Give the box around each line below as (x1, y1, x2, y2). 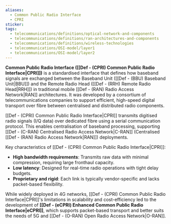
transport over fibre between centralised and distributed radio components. (5, 102, 165, 108)
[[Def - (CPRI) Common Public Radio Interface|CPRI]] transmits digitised (5, 112, 158, 118)
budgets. (12, 170, 32, 176)
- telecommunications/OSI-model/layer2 (10, 50, 95, 55)
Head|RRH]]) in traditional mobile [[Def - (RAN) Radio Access (5, 86, 134, 92)
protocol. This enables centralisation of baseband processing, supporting (5, 123, 160, 129)
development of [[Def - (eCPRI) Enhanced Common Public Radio (5, 201, 143, 208)
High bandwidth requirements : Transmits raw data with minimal (12, 154, 149, 160)
